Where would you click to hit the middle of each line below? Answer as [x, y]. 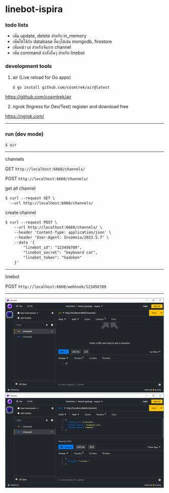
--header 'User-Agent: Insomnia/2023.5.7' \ [62, 237]
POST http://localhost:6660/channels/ [47, 179]
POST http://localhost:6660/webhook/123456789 [56, 286]
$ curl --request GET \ [30, 198]
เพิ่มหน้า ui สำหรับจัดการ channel [42, 47]
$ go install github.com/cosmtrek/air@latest [61, 87]
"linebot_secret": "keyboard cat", [61, 253]
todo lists [17, 25]
